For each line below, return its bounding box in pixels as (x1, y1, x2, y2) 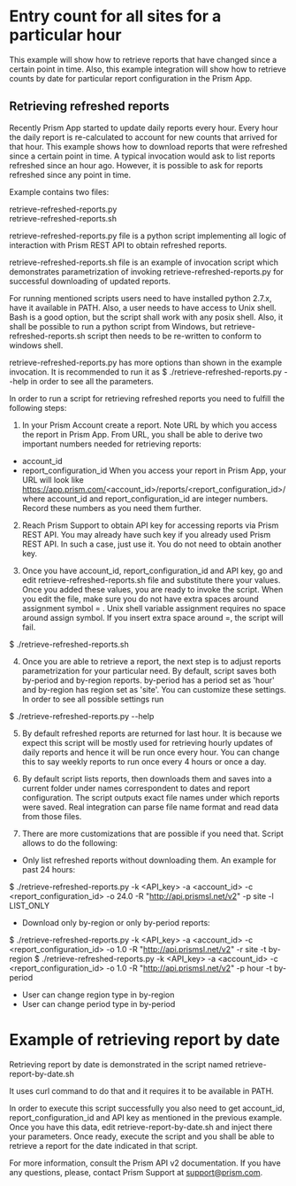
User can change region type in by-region (21, 989, 175, 1000)
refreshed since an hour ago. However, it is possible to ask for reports (9, 159, 263, 170)
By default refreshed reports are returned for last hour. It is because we (21, 728, 283, 739)
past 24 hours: (21, 864, 76, 874)
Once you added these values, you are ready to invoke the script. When (21, 584, 284, 594)
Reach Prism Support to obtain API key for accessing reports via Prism (21, 520, 279, 531)
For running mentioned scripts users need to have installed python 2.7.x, (9, 292, 272, 303)
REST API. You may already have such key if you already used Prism (21, 529, 271, 539)
